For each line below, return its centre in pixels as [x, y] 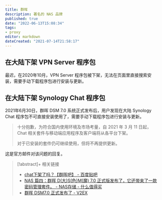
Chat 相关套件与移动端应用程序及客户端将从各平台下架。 [74, 133]
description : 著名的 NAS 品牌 [34, 14]
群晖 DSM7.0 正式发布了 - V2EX [56, 193]
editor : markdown [23, 37]
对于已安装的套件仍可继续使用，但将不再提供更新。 [68, 143]
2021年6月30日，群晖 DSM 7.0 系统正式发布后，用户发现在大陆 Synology [78, 111]
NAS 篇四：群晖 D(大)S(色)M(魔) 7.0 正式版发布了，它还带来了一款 [91, 180]
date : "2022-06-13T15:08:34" [35, 23]
